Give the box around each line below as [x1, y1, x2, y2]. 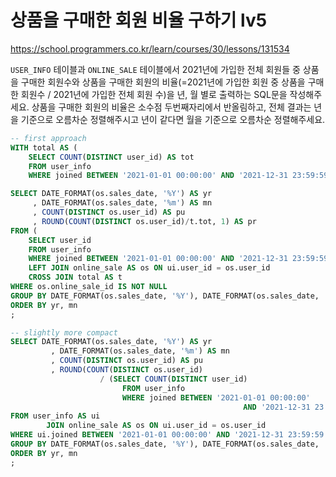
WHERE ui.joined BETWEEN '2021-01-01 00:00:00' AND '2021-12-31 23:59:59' [10, 430, 329, 440]
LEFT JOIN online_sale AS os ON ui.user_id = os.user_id [28, 263, 271, 273]
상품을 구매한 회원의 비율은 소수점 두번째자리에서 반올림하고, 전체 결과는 [31, 101, 312, 113]
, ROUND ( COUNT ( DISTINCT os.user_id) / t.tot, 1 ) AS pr [32, 216, 257, 226]
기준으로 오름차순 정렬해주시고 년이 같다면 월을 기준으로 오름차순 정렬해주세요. [20, 113, 326, 125]
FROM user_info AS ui [10, 411, 101, 421]
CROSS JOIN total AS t [28, 272, 123, 283]
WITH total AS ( [10, 142, 78, 153]
